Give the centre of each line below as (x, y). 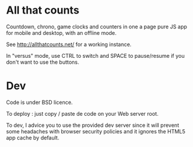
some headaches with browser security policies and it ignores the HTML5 (96, 131)
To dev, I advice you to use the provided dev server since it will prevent (93, 125)
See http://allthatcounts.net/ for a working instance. (69, 44)
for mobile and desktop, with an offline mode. (61, 32)
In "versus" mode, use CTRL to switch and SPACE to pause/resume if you (95, 55)
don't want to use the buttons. (43, 62)
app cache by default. (33, 138)
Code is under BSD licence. (40, 102)
